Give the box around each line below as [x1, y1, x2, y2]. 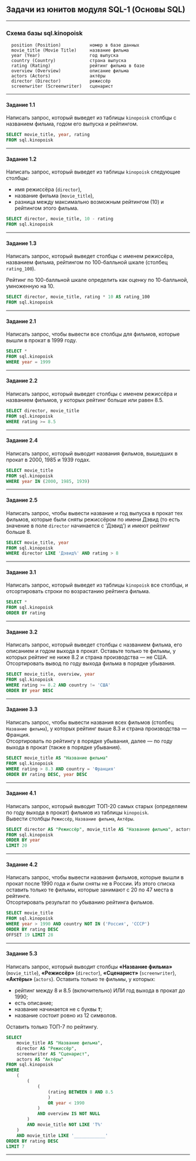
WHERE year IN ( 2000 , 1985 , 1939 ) [6, 478, 90, 484]
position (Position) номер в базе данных [11, 42, 140, 49]
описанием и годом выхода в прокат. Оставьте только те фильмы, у [6, 648, 176, 655]
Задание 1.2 [6, 155, 37, 162]
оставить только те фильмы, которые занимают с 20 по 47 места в [6, 886, 174, 893]
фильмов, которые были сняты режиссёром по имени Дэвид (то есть [6, 516, 180, 523]
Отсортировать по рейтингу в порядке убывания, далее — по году [6, 738, 173, 745]
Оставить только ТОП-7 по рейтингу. [6, 1023, 99, 1030]
